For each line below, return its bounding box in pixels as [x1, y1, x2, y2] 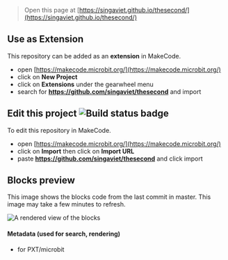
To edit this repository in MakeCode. [7, 126, 111, 134]
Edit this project [7, 108, 77, 120]
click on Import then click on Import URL [17, 147, 135, 155]
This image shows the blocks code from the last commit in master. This [7, 193, 211, 201]
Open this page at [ [24, 6, 80, 14]
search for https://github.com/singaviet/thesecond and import [17, 87, 202, 96]
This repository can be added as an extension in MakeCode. [7, 51, 181, 60]
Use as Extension [7, 33, 84, 45]
